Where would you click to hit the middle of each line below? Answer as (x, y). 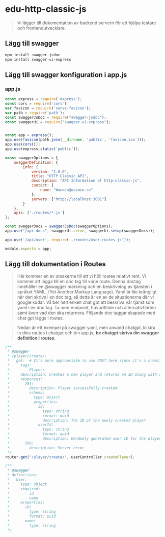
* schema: (26, 393)
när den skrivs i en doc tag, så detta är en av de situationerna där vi (85, 297)
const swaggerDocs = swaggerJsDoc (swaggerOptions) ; (59, 226)
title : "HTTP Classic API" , (60, 176)
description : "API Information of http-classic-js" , (86, 181)
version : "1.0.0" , (50, 172)
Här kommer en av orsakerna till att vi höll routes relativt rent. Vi (82, 276)
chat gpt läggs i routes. (40, 318)
